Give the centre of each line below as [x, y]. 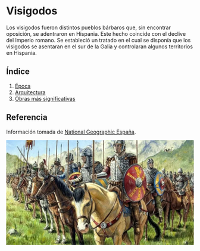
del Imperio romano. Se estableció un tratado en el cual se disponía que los [99, 40]
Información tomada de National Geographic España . [71, 132]
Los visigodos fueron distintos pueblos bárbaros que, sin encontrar [89, 27]
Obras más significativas [45, 98]
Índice [18, 72]
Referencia [27, 117]
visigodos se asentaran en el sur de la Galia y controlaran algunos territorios [100, 47]
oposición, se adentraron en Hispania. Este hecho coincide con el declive [96, 33]
